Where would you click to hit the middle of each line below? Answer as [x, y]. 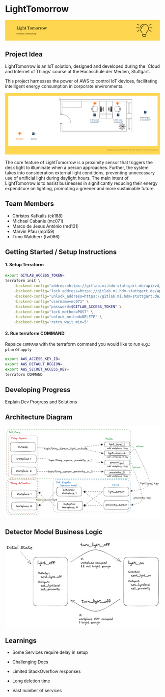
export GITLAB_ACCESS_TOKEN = [35, 276]
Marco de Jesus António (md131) [45, 226]
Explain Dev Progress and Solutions [41, 402]
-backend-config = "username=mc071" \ [52, 301]
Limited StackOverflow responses [46, 671]
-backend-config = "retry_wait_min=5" [52, 322]
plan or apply [18, 349]
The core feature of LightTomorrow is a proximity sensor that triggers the [79, 162]
